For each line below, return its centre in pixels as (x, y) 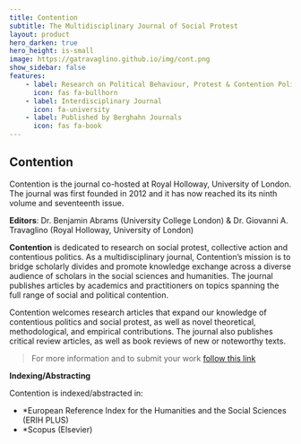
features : (28, 76)
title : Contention (43, 17)
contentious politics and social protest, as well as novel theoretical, (133, 322)
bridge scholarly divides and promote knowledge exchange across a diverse (150, 266)
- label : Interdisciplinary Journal (94, 101)
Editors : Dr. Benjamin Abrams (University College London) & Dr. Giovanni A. (149, 220)
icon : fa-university (71, 109)
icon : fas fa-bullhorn (75, 92)
